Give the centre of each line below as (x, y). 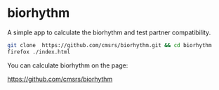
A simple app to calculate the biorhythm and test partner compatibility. (109, 32)
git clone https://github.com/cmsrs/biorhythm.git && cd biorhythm (109, 45)
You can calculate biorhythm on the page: (68, 65)
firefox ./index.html (39, 52)
